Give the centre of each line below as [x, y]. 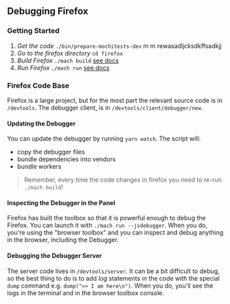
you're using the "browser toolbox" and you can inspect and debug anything [115, 233]
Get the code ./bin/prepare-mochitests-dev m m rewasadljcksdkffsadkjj [119, 46]
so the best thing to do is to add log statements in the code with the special [113, 278]
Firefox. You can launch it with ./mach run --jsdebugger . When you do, [107, 225]
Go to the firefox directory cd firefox [70, 53]
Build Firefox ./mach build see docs [68, 60]
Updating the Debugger [42, 124]
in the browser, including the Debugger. [63, 240]
